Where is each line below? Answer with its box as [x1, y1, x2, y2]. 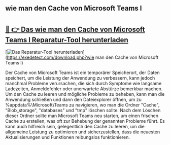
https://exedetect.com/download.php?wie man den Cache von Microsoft [7, 54, 159, 60]
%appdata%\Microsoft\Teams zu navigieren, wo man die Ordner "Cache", [5, 102, 160, 108]
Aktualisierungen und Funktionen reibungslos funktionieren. [5, 134, 130, 140]
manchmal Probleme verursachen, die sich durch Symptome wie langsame [5, 81, 162, 86]
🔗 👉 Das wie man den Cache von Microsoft [5, 25, 145, 33]
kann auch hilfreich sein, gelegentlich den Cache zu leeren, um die [5, 124, 145, 129]
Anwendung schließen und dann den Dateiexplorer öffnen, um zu [5, 96, 142, 102]
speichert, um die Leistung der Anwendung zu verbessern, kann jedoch [5, 75, 155, 81]
